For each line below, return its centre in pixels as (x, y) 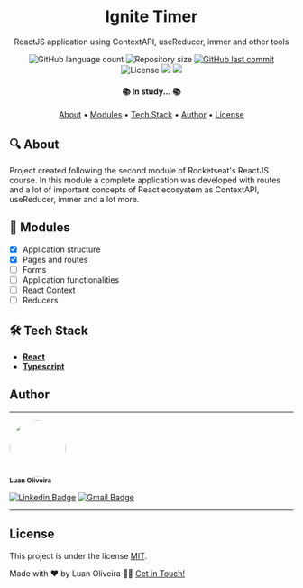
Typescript (43, 366)
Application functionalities (71, 280)
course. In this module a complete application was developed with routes (145, 180)
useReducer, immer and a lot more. (74, 199)
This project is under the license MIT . (78, 555)
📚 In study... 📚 (151, 91)
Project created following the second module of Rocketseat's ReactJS (139, 170)
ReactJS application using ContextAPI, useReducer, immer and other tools (151, 42)
